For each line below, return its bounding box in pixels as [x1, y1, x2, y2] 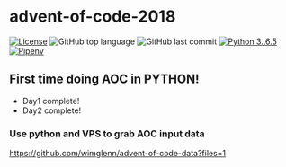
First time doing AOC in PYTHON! [9, 72, 200, 87]
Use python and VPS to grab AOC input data [9, 127, 205, 140]
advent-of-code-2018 [9, 6, 176, 27]
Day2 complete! [22, 105, 82, 116]
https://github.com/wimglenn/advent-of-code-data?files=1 [9, 148, 227, 159]
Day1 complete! [22, 95, 80, 106]
